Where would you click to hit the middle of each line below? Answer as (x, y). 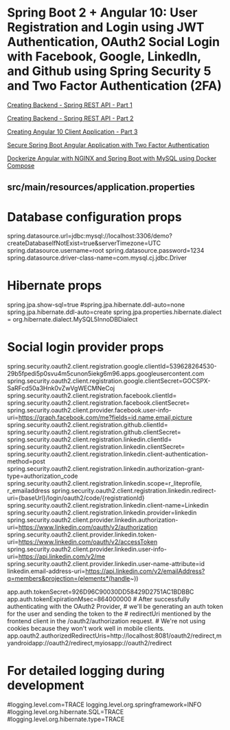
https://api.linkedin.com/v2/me (62, 556)
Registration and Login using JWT (106, 27)
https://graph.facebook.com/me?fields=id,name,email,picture (105, 417)
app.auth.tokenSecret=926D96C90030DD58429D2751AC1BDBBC (101, 592)
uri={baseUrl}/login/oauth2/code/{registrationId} (76, 498)
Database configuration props (94, 217)
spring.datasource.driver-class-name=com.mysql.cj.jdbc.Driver (97, 258)
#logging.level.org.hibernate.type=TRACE (66, 719)
